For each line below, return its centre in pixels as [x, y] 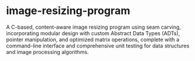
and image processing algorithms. [48, 52]
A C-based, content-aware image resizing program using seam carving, [94, 27]
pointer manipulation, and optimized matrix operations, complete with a [93, 39]
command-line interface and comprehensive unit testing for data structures [98, 46]
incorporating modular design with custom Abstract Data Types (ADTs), [93, 33]
